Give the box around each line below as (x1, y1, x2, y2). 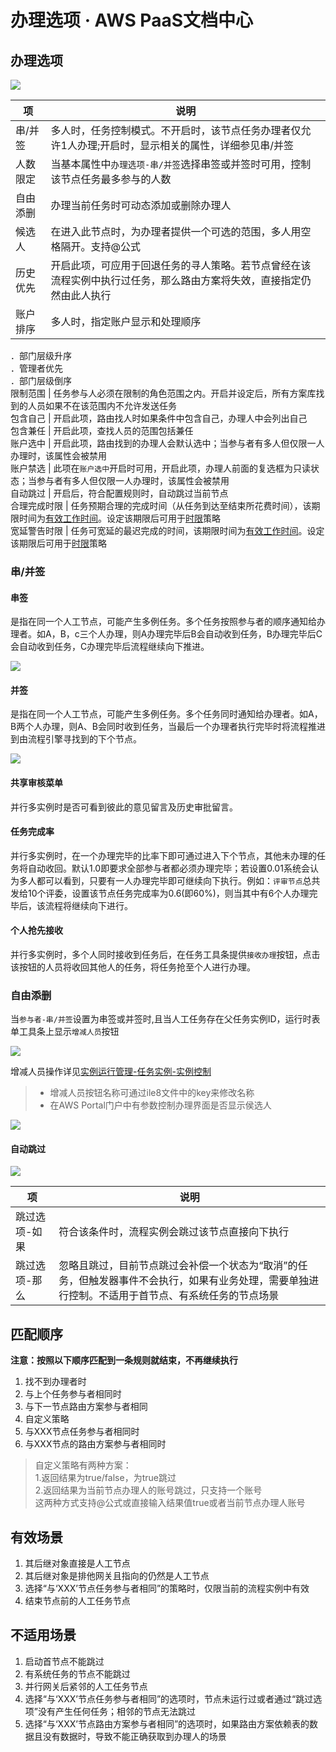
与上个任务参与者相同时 (24, 1388, 122, 1400)
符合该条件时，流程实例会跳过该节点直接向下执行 (58, 1225, 290, 1239)
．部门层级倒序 (10, 375, 72, 386)
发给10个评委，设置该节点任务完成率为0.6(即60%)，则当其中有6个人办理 (10, 887, 310, 899)
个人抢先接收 (10, 924, 63, 936)
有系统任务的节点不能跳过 (24, 1667, 131, 1680)
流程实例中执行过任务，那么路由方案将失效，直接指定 (50, 274, 302, 287)
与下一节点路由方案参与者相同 (24, 1401, 148, 1413)
